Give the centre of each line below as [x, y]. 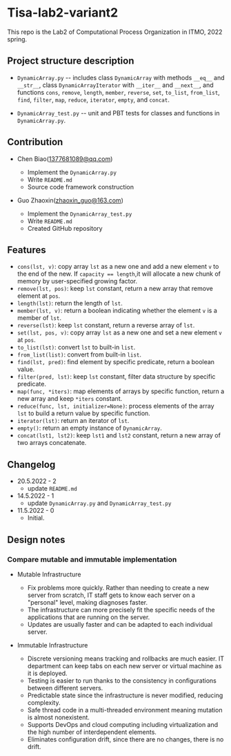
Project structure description [71, 61]
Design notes [36, 539]
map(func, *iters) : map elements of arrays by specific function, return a [121, 391]
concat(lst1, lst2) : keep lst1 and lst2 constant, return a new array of [119, 435]
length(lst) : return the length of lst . [70, 303]
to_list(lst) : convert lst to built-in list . [76, 348]
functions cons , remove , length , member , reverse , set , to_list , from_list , [119, 92]
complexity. [44, 702]
